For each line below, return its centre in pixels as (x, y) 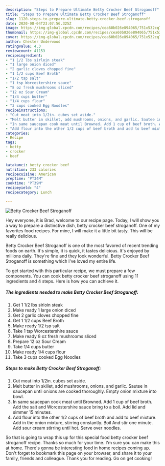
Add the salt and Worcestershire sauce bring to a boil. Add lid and (79, 407)
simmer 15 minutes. (32, 412)
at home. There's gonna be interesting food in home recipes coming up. (78, 448)
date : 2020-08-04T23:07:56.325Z (38, 23)
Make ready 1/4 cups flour (39, 352)
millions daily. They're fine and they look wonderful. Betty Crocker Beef (78, 256)
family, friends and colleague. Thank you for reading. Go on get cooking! (79, 458)
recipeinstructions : (27, 110)
